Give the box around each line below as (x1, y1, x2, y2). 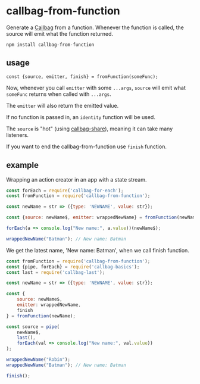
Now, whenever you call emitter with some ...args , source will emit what (6, 84, 186, 91)
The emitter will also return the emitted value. (6, 102, 119, 109)
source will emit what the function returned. (6, 30, 114, 37)
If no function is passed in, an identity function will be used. (6, 113, 156, 120)
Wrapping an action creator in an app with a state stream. (6, 176, 147, 183)
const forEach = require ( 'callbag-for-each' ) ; (6, 188, 124, 193)
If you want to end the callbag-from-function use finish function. (6, 143, 167, 150)
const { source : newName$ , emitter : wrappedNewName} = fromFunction (6, 214, 177, 221)
